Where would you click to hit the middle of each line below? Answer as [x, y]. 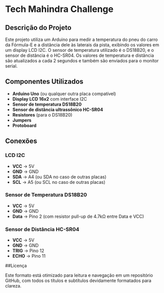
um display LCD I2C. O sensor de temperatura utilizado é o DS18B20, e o [80, 50]
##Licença [16, 266]
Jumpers [22, 120]
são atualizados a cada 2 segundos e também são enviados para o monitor [82, 61]
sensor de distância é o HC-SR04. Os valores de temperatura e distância [80, 55]
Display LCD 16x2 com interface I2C [49, 99]
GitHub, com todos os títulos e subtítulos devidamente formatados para [78, 281]
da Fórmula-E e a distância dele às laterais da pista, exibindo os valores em [82, 45]
